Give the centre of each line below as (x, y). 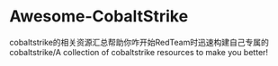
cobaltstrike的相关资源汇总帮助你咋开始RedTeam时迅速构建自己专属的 (139, 42)
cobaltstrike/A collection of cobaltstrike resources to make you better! (139, 52)
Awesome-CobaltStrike (99, 16)
